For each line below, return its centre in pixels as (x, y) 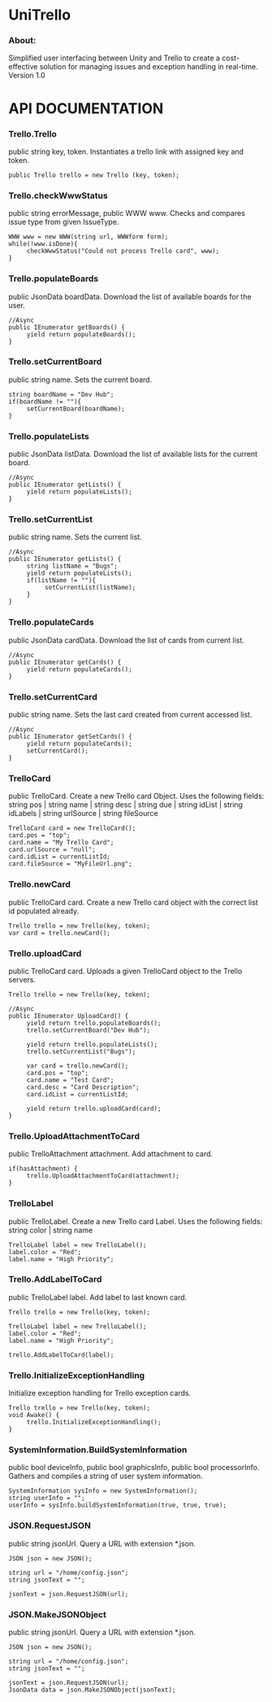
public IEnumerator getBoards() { (67, 327)
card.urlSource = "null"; (52, 850)
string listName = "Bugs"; (72, 566)
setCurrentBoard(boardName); (76, 409)
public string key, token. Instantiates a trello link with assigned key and (126, 151)
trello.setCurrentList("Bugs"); (81, 1051)
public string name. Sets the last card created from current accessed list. (130, 715)
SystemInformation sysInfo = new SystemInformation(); (103, 1491)
